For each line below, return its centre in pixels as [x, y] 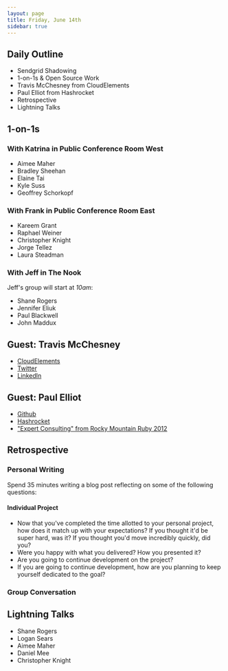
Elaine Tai [31, 178]
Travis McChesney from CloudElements [73, 85]
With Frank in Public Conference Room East [81, 211]
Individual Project [33, 508]
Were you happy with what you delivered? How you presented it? [109, 552]
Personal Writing [36, 470]
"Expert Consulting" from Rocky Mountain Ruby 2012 [92, 429]
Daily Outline [35, 54]
